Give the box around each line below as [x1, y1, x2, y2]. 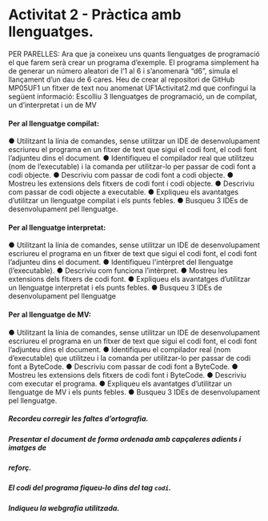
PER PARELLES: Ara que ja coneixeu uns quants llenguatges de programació [8, 49, 260, 58]
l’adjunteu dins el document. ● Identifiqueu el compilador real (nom [8, 344, 231, 354]
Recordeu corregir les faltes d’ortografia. [8, 414, 149, 423]
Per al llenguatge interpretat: [8, 222, 106, 232]
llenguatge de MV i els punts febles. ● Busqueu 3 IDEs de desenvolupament [8, 387, 261, 397]
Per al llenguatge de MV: [8, 310, 92, 319]
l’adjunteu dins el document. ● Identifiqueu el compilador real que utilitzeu [8, 154, 254, 163]
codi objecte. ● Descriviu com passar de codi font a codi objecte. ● [8, 170, 234, 180]
